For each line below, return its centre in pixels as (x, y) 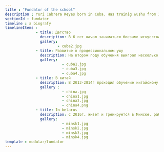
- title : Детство (53, 32)
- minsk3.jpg (75, 133)
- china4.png (75, 105)
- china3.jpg (75, 101)
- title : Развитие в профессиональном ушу (80, 51)
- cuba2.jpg (70, 46)
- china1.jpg (75, 96)
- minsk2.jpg (75, 128)
